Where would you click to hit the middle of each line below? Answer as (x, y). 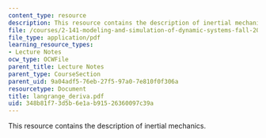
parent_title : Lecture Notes (56, 67)
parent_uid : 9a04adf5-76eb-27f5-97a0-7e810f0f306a (93, 81)
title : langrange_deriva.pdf (56, 96)
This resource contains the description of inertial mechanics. (107, 126)
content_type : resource (47, 15)
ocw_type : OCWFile (38, 60)
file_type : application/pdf (55, 37)
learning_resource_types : (51, 45)
